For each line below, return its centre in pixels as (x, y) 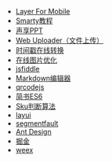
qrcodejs (30, 87)
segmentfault (37, 123)
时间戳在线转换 (40, 50)
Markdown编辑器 (43, 78)
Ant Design (34, 132)
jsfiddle (27, 69)
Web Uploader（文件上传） (60, 40)
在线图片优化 (36, 60)
